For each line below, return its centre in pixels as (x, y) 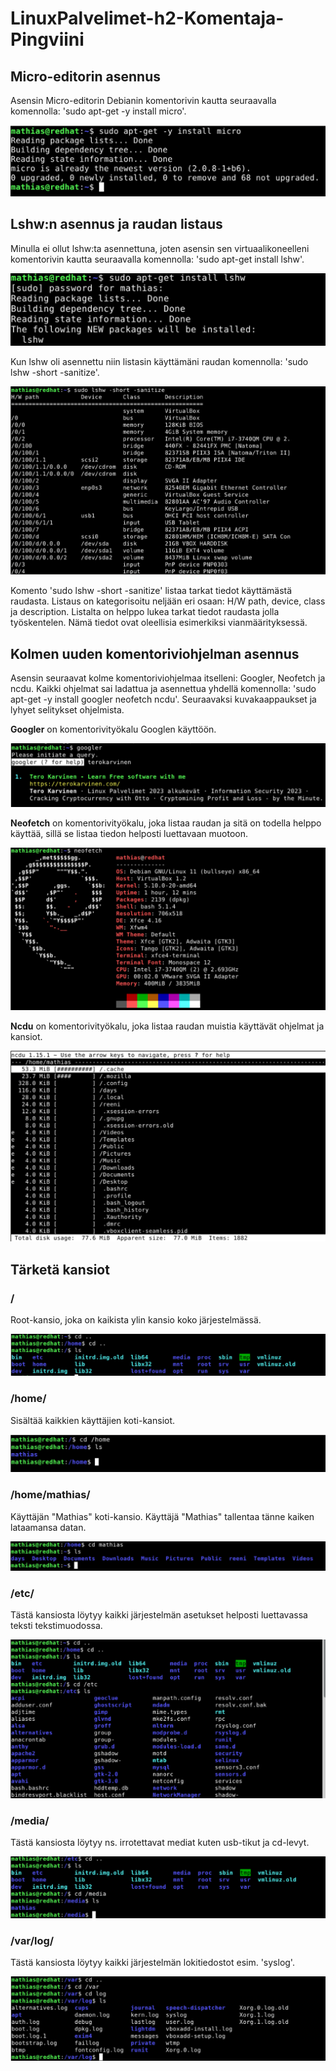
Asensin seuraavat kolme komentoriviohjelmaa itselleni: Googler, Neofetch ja (168, 678)
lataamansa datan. (48, 1527)
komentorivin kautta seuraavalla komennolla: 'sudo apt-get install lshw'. (157, 259)
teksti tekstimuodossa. (56, 1626)
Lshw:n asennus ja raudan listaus (116, 224)
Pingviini (47, 39)
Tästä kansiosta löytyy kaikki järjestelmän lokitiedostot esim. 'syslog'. (152, 1963)
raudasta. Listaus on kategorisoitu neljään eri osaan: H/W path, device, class (168, 601)
